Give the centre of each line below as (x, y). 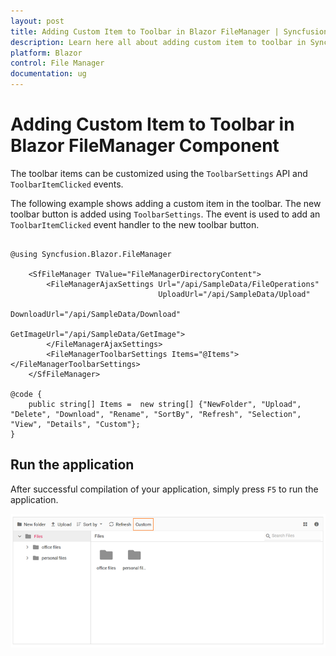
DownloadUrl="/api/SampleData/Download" (96, 314)
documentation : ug (48, 74)
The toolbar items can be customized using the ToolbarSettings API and (159, 173)
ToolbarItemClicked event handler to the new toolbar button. (135, 224)
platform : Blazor (46, 53)
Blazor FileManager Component (145, 146)
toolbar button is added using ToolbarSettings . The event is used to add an (165, 214)
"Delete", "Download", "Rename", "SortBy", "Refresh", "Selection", (156, 414)
